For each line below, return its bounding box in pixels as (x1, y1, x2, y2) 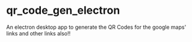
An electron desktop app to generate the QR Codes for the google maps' (6, 23, 187, 31)
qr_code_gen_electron (6, 4, 120, 17)
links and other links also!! (6, 29, 71, 37)
